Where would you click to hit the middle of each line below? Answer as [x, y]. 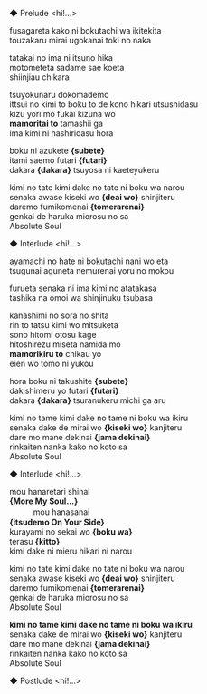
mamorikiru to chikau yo [56, 354]
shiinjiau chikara [39, 77]
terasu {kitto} [35, 541]
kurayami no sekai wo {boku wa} [71, 532]
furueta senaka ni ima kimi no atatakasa [83, 288]
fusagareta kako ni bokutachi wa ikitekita [85, 30]
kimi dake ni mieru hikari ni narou [71, 551]
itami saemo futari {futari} [58, 160]
